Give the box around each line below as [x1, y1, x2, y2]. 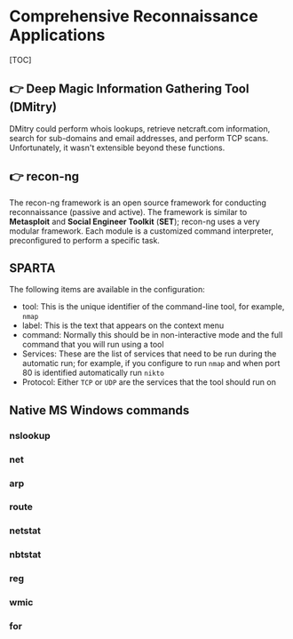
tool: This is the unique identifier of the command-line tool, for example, [21, 301, 285, 312]
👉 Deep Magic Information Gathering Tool [9, 82, 249, 97]
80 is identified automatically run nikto [21, 367, 164, 379]
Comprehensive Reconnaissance [9, 6, 259, 27]
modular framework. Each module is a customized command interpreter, [9, 225, 273, 236]
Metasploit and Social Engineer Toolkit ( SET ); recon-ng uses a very [9, 216, 260, 227]
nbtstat [9, 548, 42, 561]
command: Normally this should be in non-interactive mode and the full [21, 330, 283, 340]
